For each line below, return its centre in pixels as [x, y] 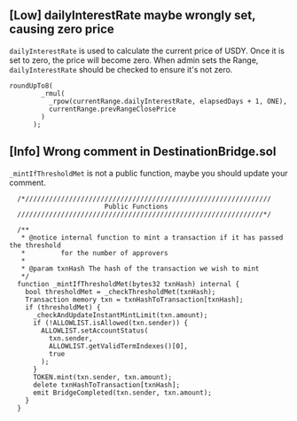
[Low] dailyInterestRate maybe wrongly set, [133, 16]
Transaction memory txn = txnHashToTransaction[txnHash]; [134, 300]
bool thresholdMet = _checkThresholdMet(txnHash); [121, 292]
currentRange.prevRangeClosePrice [112, 109]
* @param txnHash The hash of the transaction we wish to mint [140, 269]
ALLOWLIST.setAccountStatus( [95, 331]
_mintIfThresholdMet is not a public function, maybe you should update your [148, 173]
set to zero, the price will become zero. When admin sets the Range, [134, 60]
